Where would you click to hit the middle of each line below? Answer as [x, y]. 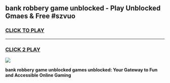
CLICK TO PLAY [25, 31]
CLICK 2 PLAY [23, 49]
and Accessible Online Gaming [38, 75]
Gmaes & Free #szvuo [40, 16]
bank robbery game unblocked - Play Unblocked [83, 8]
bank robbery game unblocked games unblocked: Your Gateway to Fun [81, 69]
